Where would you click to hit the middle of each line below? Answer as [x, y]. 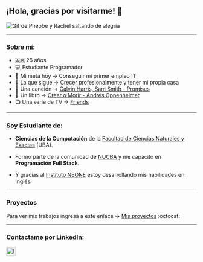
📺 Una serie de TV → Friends [52, 102]
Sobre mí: [21, 47]
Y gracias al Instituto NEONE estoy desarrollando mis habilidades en [100, 175]
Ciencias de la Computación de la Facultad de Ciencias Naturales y [99, 139]
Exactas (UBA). [34, 145]
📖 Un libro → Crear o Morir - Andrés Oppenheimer [77, 95]
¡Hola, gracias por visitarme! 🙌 [64, 11]
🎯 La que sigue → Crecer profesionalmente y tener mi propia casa [97, 83]
